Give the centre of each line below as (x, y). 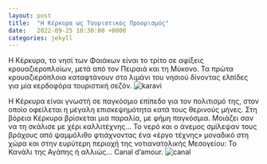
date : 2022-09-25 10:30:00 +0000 (67, 30)
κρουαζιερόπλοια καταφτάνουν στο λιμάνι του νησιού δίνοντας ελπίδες (128, 77)
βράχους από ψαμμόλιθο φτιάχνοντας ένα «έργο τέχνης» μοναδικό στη (129, 135)
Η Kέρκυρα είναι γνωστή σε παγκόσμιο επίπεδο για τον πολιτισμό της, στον (134, 101)
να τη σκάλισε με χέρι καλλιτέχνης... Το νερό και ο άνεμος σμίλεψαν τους (133, 127)
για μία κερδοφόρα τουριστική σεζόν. (70, 86)
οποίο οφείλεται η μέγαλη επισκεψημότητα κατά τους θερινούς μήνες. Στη (133, 110)
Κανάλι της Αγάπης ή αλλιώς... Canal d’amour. (86, 152)
